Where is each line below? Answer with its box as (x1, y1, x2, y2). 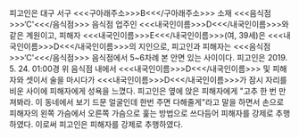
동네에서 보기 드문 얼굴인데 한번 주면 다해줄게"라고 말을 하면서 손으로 (44, 97, 284, 107)
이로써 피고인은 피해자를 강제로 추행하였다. (35, 119, 184, 129)
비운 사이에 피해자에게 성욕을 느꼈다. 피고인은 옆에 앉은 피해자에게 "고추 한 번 (9, 85, 277, 96)
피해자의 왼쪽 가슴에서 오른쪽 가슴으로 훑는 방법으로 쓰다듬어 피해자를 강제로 (9, 108, 274, 118)
